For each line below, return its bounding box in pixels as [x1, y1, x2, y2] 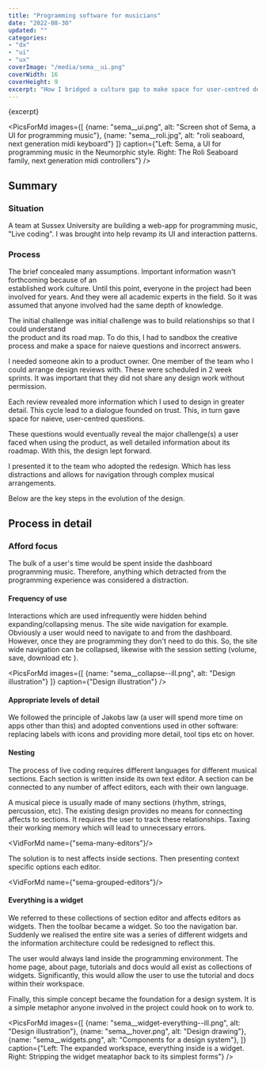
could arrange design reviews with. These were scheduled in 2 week [8, 365, 233, 375]
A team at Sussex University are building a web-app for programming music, [8, 221, 258, 231]
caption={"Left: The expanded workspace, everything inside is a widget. [8, 1043, 245, 1052]
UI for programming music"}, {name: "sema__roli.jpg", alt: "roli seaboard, [8, 131, 245, 140]
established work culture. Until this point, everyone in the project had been [8, 284, 252, 293]
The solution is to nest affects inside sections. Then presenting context [8, 853, 240, 863]
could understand [8, 324, 66, 334]
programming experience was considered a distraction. [8, 575, 189, 585]
